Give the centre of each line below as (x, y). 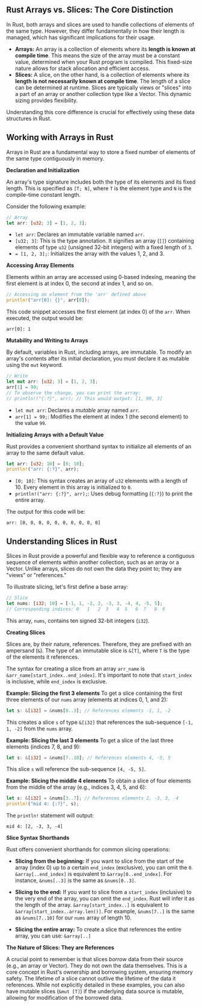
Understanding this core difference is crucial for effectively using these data (101, 112)
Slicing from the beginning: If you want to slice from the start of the (99, 861)
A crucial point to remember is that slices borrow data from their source (95, 959)
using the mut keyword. (35, 365)
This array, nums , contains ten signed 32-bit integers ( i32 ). (78, 621)
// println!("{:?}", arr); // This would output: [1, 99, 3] (84, 398)
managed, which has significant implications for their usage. (81, 37)
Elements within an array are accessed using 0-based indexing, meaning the (101, 277)
